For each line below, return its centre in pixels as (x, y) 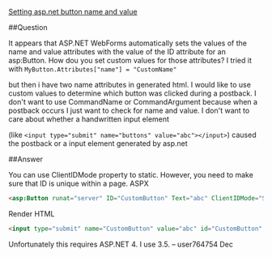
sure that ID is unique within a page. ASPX (79, 183)
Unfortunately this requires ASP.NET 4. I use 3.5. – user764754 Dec (121, 244)
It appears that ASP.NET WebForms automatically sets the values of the (127, 43)
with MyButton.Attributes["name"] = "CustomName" (93, 69)
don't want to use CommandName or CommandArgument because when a (133, 102)
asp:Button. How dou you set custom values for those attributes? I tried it (130, 60)
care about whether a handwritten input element (89, 119)
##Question (28, 27)
